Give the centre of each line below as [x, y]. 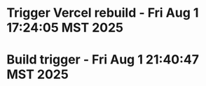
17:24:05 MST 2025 [65, 28]
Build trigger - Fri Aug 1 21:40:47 [103, 60]
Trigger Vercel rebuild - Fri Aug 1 [103, 13]
